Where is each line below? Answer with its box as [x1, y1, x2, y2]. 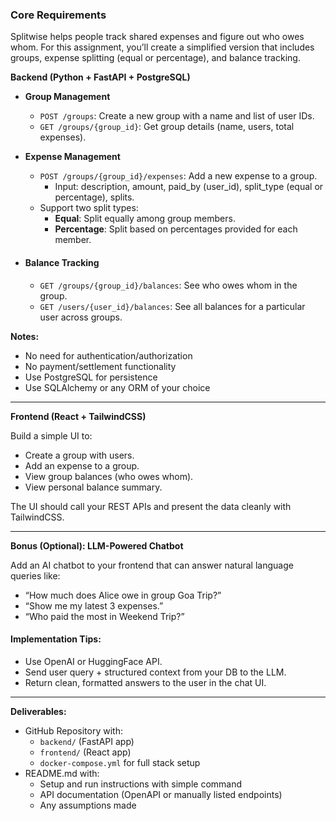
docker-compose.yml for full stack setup [39, 756, 201, 768]
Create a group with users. [24, 449, 135, 461]
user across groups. [39, 311, 123, 323]
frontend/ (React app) [39, 746, 132, 758]
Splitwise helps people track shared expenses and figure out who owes [10, 31, 305, 43]
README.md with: [24, 767, 100, 779]
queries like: [10, 569, 61, 582]
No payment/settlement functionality [24, 360, 177, 372]
